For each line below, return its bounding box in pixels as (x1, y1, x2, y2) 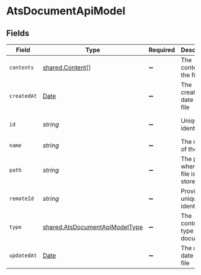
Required (148, 46, 175, 54)
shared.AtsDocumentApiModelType (42, 223, 143, 231)
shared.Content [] (42, 64, 92, 71)
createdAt (9, 93, 37, 99)
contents (9, 64, 34, 71)
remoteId (9, 195, 34, 202)
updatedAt (9, 252, 37, 259)
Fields (6, 28, 30, 38)
